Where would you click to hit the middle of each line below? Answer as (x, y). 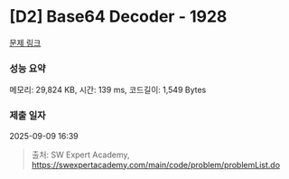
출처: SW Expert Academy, (80, 155)
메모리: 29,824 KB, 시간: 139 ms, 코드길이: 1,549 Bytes (108, 90)
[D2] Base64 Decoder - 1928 (118, 17)
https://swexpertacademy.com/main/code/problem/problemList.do (156, 165)
